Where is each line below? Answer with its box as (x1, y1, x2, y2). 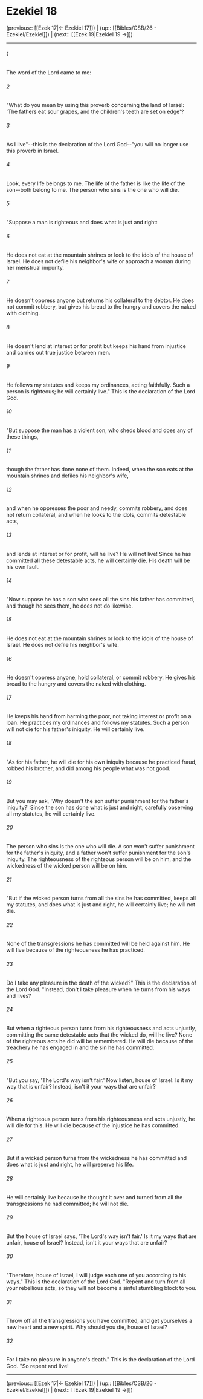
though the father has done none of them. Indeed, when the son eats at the (6, 466, 193, 473)
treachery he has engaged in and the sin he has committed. (6, 1044, 155, 1051)
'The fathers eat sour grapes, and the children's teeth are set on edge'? (6, 108, 184, 116)
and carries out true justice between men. (6, 349, 111, 356)
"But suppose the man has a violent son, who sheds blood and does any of (6, 427, 193, 434)
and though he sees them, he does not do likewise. (6, 602, 134, 609)
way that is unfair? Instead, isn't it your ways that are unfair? (6, 1083, 156, 1090)
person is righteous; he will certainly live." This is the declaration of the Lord (6, 387, 195, 395)
